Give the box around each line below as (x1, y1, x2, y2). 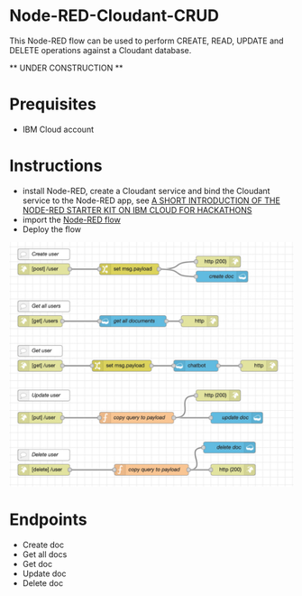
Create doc (22, 539, 65, 551)
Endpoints (9, 509, 87, 530)
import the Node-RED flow (22, 214, 122, 225)
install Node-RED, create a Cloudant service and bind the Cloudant (22, 185, 270, 196)
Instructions (9, 155, 103, 176)
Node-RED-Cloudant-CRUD (9, 5, 219, 26)
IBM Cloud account (22, 124, 95, 135)
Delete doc (22, 578, 64, 589)
